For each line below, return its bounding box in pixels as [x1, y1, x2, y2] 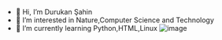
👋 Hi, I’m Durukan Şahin [15, 8, 93, 16]
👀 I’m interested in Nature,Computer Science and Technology [15, 15, 215, 25]
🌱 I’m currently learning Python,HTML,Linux [15, 24, 157, 32]
